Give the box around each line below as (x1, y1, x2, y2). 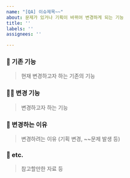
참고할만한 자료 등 (20, 165, 63, 173)
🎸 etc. (6, 150, 24, 159)
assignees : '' (6, 31, 42, 37)
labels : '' (6, 25, 34, 32)
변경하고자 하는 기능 (20, 104, 68, 111)
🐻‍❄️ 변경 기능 (6, 89, 40, 97)
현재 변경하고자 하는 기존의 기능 (20, 72, 95, 80)
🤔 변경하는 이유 (6, 120, 48, 129)
